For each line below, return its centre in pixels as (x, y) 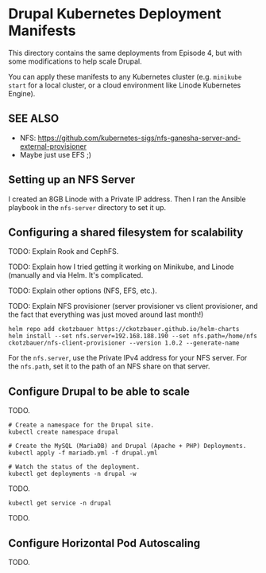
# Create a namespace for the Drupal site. (81, 425)
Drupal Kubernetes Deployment (115, 14)
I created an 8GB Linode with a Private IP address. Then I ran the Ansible (127, 199)
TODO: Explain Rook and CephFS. (64, 251)
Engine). (22, 93)
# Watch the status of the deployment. (74, 467)
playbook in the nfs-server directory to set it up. (87, 207)
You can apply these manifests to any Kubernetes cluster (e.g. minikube (125, 76)
